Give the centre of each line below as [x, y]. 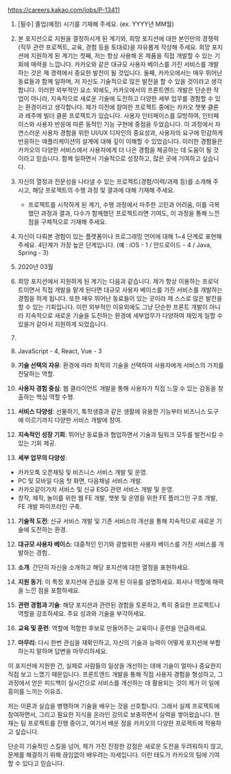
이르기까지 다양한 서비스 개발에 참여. [74, 420]
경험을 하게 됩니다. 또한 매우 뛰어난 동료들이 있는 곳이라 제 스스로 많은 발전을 [120, 298]
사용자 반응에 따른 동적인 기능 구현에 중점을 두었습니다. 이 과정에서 [125, 124]
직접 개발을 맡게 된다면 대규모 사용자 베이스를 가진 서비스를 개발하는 [132, 290]
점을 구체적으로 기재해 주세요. [67, 222]
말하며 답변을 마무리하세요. [72, 651]
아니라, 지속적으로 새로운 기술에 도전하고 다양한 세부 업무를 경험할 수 [122, 98]
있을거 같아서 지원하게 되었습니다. [63, 324]
